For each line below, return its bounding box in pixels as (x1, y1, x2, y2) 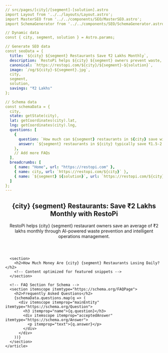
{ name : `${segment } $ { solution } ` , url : (14, 173, 99, 179)
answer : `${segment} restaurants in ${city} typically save (18, 141, 146, 146)
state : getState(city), (9, 113, 59, 118)
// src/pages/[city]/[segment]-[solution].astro (5, 7, 108, 12)
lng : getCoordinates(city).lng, (9, 123, 77, 128)
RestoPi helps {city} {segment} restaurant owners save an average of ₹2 (9, 223, 158, 229)
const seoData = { (5, 48, 43, 53)
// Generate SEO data (5, 44, 50, 49)
